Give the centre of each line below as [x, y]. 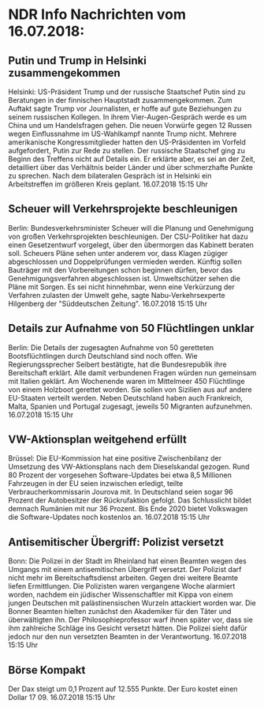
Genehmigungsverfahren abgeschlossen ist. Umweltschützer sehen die [124, 278]
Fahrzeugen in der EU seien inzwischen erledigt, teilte [96, 484]
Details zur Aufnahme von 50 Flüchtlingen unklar [131, 328]
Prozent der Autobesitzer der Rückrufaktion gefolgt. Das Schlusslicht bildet [130, 500]
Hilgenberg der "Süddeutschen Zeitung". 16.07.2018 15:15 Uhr [108, 303]
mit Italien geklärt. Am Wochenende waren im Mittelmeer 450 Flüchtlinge [127, 381]
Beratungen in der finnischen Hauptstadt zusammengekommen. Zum [120, 100]
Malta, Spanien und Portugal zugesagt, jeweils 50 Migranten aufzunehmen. [130, 406]
